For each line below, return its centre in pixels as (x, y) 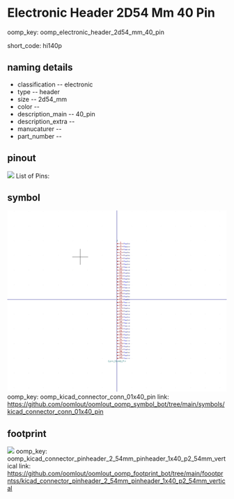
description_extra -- (46, 121)
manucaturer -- (39, 129)
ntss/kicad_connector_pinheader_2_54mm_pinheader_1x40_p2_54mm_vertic (116, 481)
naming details (40, 68)
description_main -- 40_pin (56, 114)
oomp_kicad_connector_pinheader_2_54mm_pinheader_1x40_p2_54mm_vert (117, 459)
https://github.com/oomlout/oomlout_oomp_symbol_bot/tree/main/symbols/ (116, 404)
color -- (29, 107)
